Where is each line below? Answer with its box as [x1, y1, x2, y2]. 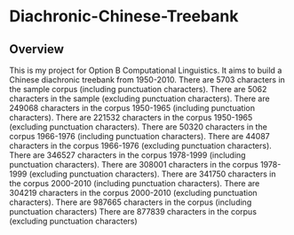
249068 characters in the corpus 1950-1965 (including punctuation [9, 103, 256, 113]
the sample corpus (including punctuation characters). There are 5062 [9, 84, 267, 94]
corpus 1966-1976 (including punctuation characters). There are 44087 [9, 131, 270, 141]
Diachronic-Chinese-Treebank [9, 6, 239, 27]
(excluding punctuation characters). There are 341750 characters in [28, 168, 276, 179]
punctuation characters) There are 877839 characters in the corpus [9, 207, 258, 216]
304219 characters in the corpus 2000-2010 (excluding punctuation [9, 188, 258, 198]
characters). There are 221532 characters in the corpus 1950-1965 [9, 113, 253, 122]
